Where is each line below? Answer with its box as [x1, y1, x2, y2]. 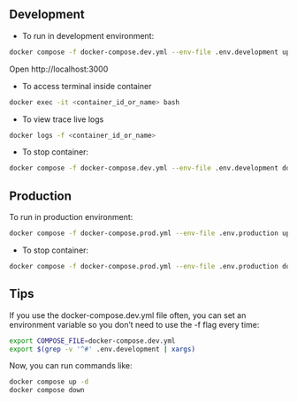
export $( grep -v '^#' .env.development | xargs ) [9, 345, 196, 353]
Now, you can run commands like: [9, 360, 133, 371]
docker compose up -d [9, 377, 89, 387]
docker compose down [9, 386, 86, 395]
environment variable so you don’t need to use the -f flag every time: [9, 319, 260, 330]
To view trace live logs [21, 114, 104, 125]
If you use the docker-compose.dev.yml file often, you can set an [9, 309, 247, 321]
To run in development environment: [21, 30, 155, 41]
